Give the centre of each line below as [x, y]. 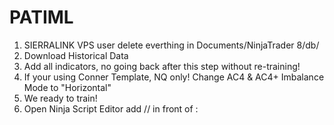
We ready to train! [60, 98]
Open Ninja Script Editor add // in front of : [111, 108]
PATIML [41, 17]
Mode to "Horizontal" [67, 87]
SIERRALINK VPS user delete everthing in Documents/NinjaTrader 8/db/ [171, 45]
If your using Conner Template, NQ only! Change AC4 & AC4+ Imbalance [174, 77]
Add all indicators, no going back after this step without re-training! [162, 66]
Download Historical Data [76, 55]
